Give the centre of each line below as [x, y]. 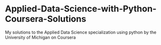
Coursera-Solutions [46, 19]
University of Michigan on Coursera [40, 37]
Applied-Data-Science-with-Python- [81, 9]
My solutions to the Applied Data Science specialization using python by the [81, 32]
